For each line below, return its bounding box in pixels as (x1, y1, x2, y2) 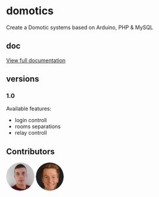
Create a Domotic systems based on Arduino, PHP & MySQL (6, 24, 153, 31)
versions (6, 74, 40, 84)
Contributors (6, 147, 55, 157)
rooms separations (14, 123, 61, 130)
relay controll (14, 129, 47, 136)
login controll (14, 117, 47, 124)
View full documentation (6, 56, 66, 63)
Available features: (6, 105, 52, 112)
